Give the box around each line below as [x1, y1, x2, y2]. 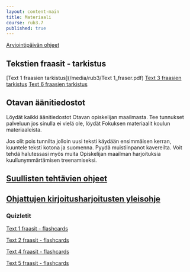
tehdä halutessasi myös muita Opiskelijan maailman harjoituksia [6, 150, 161, 157]
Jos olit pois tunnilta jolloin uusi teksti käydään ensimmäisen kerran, [6, 137, 172, 145]
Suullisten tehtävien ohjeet [6, 174, 108, 184]
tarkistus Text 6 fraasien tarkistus [6, 81, 88, 88]
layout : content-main [6, 8, 60, 15]
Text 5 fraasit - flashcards [6, 259, 69, 267]
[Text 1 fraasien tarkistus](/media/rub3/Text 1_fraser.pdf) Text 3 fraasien [6, 75, 182, 82]
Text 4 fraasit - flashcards [6, 248, 70, 255]
